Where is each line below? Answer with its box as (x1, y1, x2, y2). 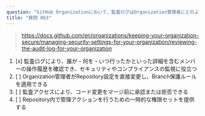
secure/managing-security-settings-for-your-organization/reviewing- (21, 38, 198, 45)
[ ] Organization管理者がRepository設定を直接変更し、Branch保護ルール (15, 72, 197, 80)
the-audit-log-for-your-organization (21, 44, 112, 52)
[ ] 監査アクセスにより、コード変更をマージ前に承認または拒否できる (15, 88, 188, 95)
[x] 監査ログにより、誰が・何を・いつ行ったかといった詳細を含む (15, 57, 180, 64)
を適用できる (15, 80, 48, 88)
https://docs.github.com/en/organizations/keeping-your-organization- (21, 31, 199, 39)
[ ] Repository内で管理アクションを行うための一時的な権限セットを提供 (15, 96, 195, 103)
